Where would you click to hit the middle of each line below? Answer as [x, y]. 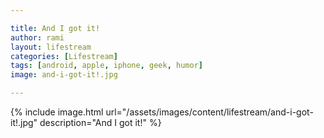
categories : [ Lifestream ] [64, 56]
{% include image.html [57, 112]
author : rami [37, 37]
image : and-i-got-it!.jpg [64, 75]
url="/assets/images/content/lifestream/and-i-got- [209, 112]
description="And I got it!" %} [100, 122]
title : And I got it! [55, 28]
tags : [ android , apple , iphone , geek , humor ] [106, 66]
